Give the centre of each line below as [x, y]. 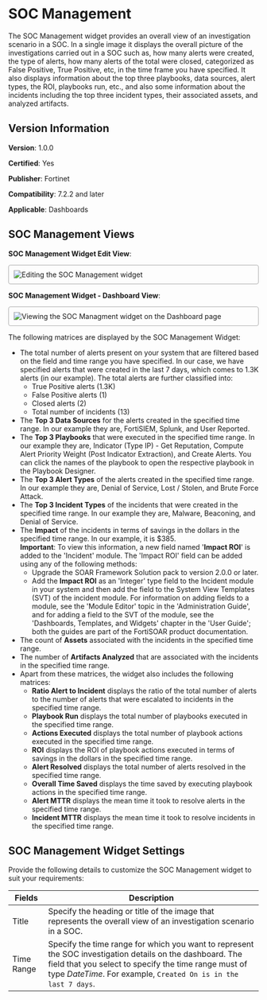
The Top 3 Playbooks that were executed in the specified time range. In [137, 437]
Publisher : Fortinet [39, 178]
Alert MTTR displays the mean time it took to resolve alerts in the [138, 800]
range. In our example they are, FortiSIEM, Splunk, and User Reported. [135, 428]
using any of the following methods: [78, 564]
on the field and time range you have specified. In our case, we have [132, 361]
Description [151, 898]
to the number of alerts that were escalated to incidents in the [133, 699]
